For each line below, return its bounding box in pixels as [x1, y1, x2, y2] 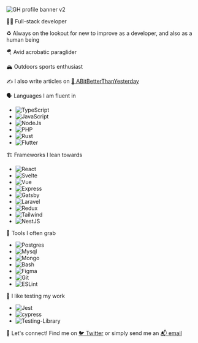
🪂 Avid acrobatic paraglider [6, 48, 77, 55]
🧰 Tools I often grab [6, 229, 56, 236]
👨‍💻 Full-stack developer [6, 18, 67, 25]
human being [6, 36, 40, 43]
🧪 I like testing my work [6, 292, 66, 299]
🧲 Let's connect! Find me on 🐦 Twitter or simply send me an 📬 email [6, 330, 183, 337]
